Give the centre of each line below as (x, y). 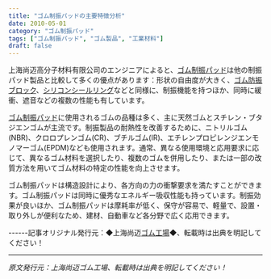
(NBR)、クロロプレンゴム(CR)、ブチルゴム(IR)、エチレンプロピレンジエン (130, 137)
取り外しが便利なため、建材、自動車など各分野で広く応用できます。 (121, 216)
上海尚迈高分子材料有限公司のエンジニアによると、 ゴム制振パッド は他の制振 (135, 70)
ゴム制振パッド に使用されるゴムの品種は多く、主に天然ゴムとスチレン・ (128, 117)
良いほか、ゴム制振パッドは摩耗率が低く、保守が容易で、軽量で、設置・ (142, 205)
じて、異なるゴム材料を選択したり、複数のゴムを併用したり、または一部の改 (135, 158)
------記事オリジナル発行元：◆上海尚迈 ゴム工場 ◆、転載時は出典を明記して (135, 233)
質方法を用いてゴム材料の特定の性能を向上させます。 (96, 168)
